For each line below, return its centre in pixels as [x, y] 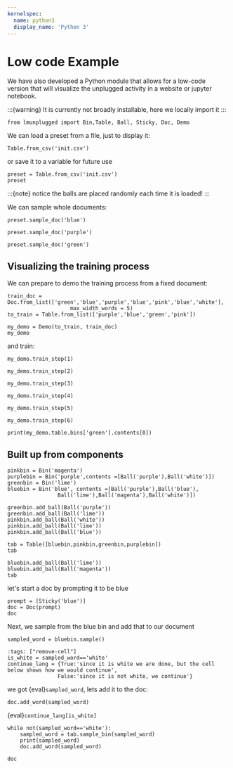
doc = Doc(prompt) [34, 607]
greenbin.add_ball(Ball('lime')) [56, 513]
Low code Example [63, 62]
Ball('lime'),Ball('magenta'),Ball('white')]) [127, 495]
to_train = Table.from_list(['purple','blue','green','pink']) [102, 315]
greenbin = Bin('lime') [42, 482]
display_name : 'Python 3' [52, 27]
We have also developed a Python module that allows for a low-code [106, 81]
